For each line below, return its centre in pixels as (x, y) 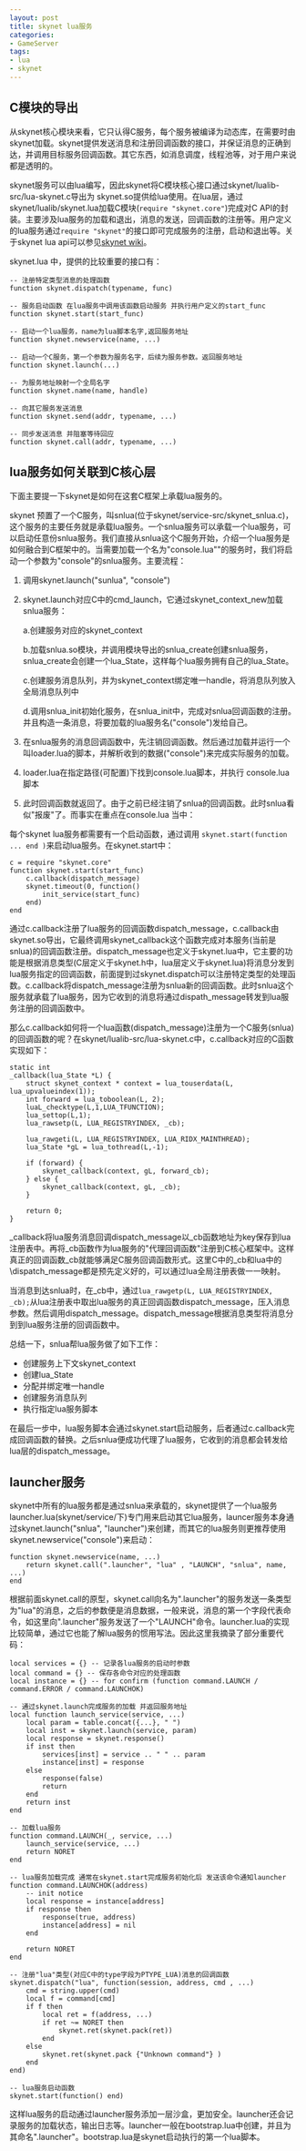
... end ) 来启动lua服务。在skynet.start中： (92, 845)
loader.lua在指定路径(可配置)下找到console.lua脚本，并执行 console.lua (156, 772)
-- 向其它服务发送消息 (46, 408)
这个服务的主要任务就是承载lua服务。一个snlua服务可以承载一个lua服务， (147, 526)
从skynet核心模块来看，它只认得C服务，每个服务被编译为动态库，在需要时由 (153, 131)
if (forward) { (55, 1163)
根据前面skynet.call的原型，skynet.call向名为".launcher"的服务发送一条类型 (150, 1599)
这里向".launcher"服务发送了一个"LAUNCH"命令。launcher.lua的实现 (161, 1622)
